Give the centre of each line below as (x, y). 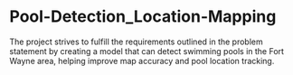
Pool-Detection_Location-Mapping (143, 17)
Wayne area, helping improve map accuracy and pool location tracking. (142, 61)
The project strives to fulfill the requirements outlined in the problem (137, 42)
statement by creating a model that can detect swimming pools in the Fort (147, 51)
